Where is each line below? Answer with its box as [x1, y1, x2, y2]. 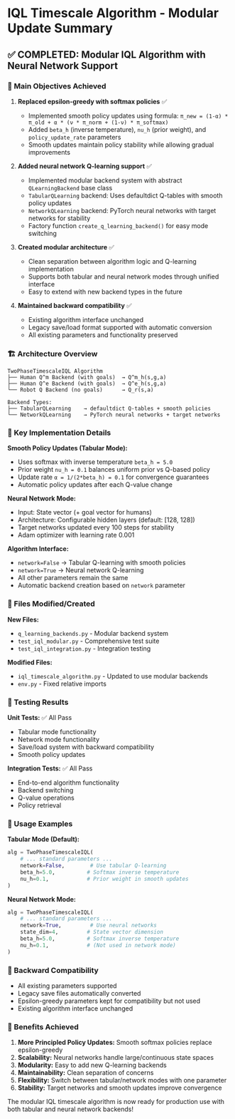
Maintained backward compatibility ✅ [17, 301, 133, 309]
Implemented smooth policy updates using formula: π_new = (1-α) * [28, 111, 229, 120]
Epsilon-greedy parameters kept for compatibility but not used [17, 996, 201, 1006]
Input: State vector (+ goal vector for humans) [17, 508, 153, 517]
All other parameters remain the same [17, 574, 129, 582]
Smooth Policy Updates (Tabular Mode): [7, 444, 128, 453]
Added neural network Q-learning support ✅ [17, 162, 153, 170]
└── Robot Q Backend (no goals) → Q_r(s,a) [7, 386, 154, 393]
